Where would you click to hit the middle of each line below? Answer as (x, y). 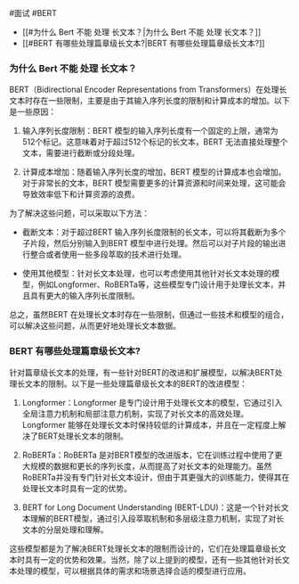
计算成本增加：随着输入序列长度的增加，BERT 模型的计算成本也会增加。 (154, 172)
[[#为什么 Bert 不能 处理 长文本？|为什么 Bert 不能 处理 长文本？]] (141, 32)
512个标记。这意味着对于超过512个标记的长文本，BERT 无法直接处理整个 (155, 142)
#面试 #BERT (33, 13)
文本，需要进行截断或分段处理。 (81, 153)
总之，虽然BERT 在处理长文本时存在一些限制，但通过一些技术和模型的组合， (149, 315)
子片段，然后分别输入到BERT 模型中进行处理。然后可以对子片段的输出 (150, 243)
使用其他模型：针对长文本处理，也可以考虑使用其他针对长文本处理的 (147, 274)
